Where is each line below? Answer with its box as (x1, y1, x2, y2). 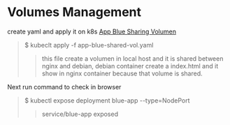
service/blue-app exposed (41, 110, 119, 118)
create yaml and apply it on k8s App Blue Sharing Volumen (7, 27, 177, 36)
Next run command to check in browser (7, 82, 122, 91)
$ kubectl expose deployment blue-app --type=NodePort (24, 96, 190, 105)
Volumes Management (7, 4, 142, 20)
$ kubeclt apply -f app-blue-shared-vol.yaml (24, 41, 154, 49)
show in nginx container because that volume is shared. (41, 69, 203, 78)
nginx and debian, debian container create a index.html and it (41, 61, 219, 70)
